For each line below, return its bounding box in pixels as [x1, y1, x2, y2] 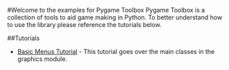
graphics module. [17, 55, 68, 63]
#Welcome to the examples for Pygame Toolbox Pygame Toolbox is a [7, 6, 205, 14]
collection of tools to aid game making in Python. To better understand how [7, 13, 223, 21]
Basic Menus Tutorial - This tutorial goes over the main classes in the [17, 48, 215, 55]
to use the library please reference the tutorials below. [7, 21, 162, 28]
